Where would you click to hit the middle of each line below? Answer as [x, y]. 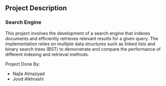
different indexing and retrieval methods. [47, 54]
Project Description [36, 8]
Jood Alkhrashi [28, 79]
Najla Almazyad [29, 74]
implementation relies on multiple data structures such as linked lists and [80, 44]
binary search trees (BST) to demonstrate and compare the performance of [83, 49]
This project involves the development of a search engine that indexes [78, 33]
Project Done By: [23, 64]
